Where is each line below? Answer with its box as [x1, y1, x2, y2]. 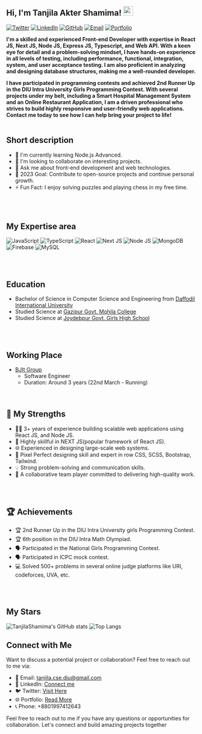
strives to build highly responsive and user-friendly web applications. [6, 105, 185, 112]
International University [14, 302, 74, 309]
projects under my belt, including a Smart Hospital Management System [6, 92, 191, 99]
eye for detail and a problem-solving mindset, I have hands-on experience [6, 48, 196, 55]
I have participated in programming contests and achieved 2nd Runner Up [6, 79, 195, 86]
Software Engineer [24, 372, 71, 380]
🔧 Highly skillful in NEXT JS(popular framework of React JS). [14, 438, 166, 445]
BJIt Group [14, 366, 42, 374]
